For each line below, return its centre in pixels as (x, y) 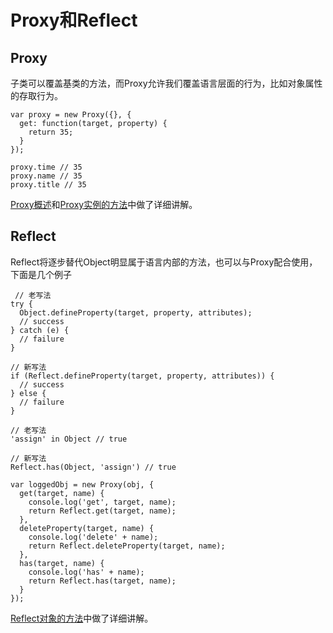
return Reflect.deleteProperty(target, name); (127, 546)
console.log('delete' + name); (93, 537)
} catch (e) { (40, 330)
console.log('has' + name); (86, 572)
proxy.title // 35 (48, 185)
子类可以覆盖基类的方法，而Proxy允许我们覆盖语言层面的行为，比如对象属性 (166, 83)
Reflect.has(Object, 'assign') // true (93, 467)
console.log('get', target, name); (102, 502)
